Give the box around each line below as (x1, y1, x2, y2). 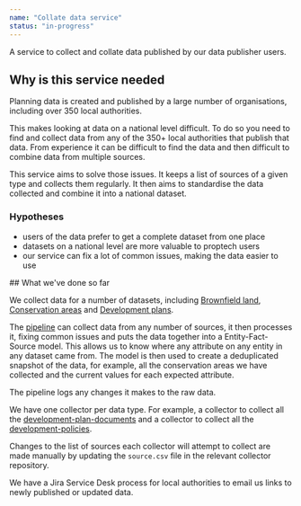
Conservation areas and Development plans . (9, 304, 174, 315)
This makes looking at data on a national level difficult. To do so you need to (9, 123, 290, 134)
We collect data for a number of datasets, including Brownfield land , (9, 294, 261, 306)
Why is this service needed (9, 72, 165, 87)
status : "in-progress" (9, 22, 94, 31)
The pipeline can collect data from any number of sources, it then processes (9, 321, 293, 333)
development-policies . (9, 423, 93, 434)
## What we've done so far (9, 277, 111, 288)
